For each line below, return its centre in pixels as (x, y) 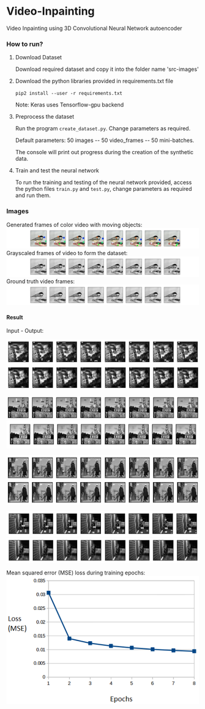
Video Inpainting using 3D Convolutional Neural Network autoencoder (94, 28)
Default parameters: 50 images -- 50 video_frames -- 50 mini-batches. (105, 140)
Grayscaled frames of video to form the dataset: (67, 253)
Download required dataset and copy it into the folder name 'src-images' (107, 69)
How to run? (25, 44)
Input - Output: (25, 331)
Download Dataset (39, 58)
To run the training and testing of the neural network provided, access (103, 182)
